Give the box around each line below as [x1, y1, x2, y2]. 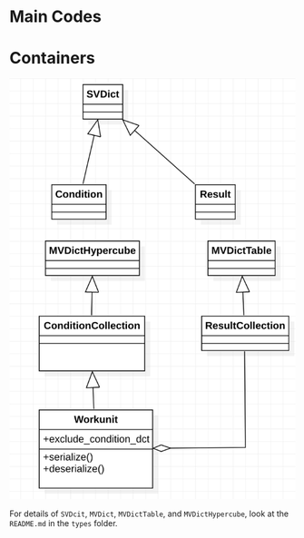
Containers [9, 48, 95, 69]
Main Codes [9, 6, 102, 27]
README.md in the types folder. [9, 517, 118, 528]
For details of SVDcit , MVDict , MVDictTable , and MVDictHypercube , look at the [9, 508, 289, 519]
